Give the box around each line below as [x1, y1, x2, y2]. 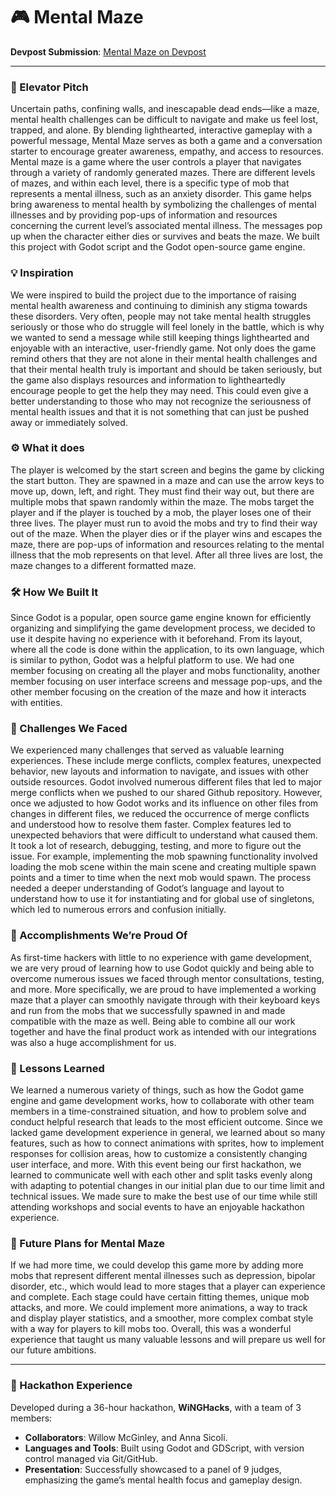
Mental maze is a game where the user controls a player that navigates [10, 156, 302, 168]
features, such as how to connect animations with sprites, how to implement [10, 1137, 325, 1149]
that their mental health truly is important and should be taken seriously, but [10, 363, 323, 375]
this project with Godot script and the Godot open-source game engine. [10, 241, 306, 253]
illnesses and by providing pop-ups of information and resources [10, 209, 278, 221]
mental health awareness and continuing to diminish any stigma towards [10, 299, 308, 311]
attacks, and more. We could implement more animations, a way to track [10, 1302, 308, 1314]
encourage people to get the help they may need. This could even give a [10, 384, 309, 396]
